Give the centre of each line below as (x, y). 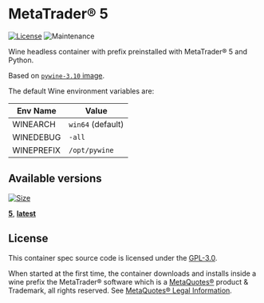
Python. (21, 60)
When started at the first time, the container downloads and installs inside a (132, 273)
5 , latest (22, 213)
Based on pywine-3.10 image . (57, 75)
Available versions (55, 179)
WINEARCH (34, 124)
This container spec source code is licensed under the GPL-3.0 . (113, 257)
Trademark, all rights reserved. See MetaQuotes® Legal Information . (120, 290)
